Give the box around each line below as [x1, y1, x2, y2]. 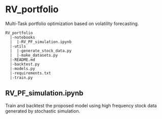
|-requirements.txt [10, 70, 51, 76]
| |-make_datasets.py [10, 53, 58, 58]
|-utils [10, 43, 26, 49]
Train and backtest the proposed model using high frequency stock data [5, 102, 157, 108]
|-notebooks [10, 35, 36, 40]
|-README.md [10, 57, 36, 62]
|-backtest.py [10, 61, 40, 67]
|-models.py [10, 66, 36, 71]
